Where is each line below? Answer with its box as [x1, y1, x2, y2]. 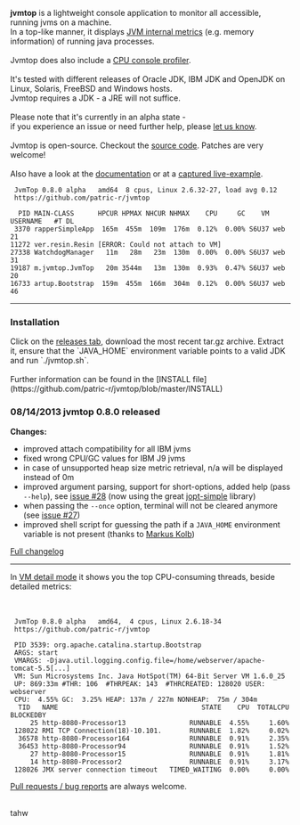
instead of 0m [22, 471, 75, 482]
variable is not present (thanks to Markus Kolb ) [22, 528, 195, 539]
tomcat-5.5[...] [10, 664, 70, 673]
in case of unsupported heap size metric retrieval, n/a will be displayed [22, 462, 283, 473]
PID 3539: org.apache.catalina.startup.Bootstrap [13, 641, 202, 649]
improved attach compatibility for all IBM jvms [22, 443, 191, 453]
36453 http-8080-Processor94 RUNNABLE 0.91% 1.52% [18, 741, 290, 751]
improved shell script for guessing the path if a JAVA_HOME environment [22, 519, 281, 529]
